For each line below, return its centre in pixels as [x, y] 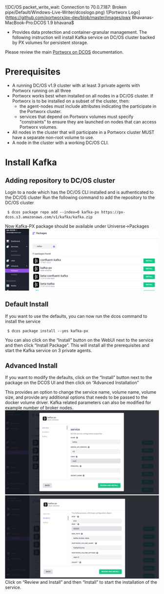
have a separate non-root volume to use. [53, 137]
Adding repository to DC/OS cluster [60, 180]
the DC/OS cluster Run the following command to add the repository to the [80, 197]
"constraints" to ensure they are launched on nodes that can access [88, 121]
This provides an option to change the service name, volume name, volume [81, 392]
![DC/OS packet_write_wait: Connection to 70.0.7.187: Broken [66, 7]
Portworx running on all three [41, 91]
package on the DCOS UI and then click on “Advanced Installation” [72, 383]
